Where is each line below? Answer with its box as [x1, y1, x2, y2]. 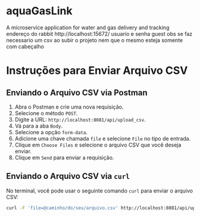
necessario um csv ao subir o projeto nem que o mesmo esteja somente [6, 36, 183, 44]
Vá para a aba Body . [14, 122, 63, 129]
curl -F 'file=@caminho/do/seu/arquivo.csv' [6, 204, 118, 211]
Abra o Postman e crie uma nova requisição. [14, 103, 124, 110]
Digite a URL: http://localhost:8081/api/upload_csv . [14, 116, 146, 123]
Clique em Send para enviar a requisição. [14, 154, 114, 161]
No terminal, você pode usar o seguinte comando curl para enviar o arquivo [6, 187, 193, 194]
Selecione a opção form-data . [14, 128, 88, 135]
